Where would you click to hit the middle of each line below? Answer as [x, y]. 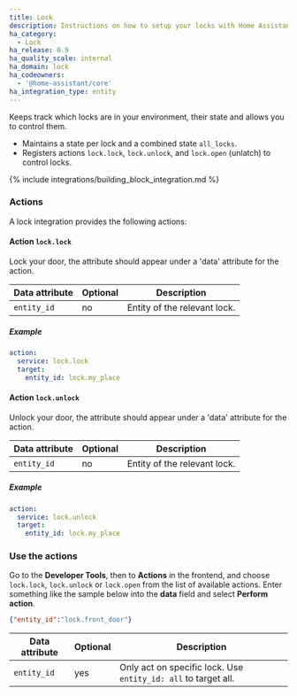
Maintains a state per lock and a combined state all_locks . [129, 143]
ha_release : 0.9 [39, 50]
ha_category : [33, 34]
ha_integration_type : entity [63, 91]
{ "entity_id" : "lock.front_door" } [71, 620]
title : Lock [31, 17]
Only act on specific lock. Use [181, 668]
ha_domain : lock [39, 67]
